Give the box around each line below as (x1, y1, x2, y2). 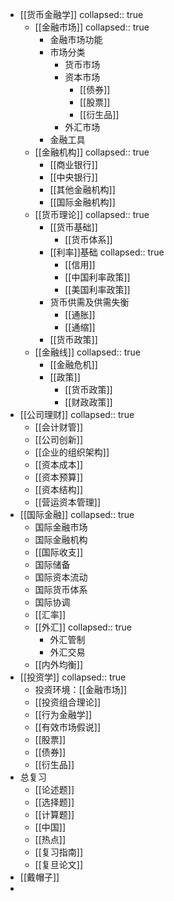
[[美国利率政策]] (64, 284, 131, 295)
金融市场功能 (49, 34, 103, 45)
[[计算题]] (34, 809, 75, 820)
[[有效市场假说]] (34, 721, 102, 733)
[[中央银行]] (49, 171, 98, 183)
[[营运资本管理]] (34, 496, 102, 508)
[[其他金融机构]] (49, 184, 116, 195)
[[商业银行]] (49, 159, 98, 170)
